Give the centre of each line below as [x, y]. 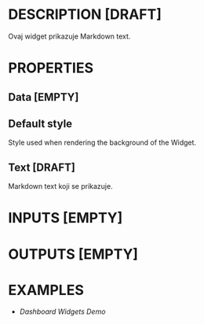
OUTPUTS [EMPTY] [73, 254]
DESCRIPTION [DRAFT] [85, 15]
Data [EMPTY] [44, 97]
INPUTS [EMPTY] [66, 218]
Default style [40, 123]
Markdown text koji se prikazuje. [60, 186]
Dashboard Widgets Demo [62, 311]
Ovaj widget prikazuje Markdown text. [69, 36]
